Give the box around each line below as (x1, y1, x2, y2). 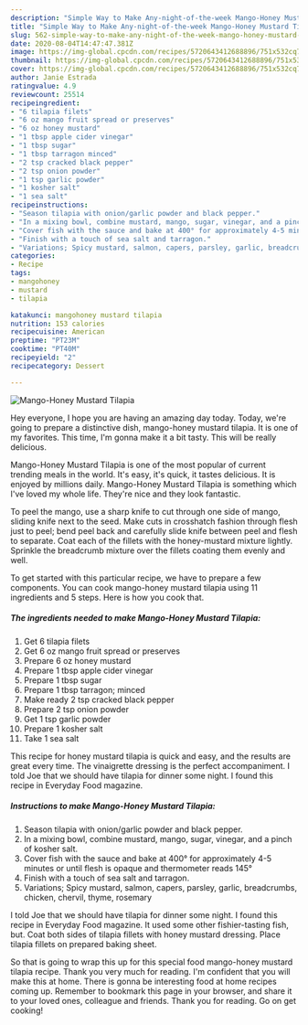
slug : (10, 30, 31, 39)
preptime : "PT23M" (10, 336, 80, 346)
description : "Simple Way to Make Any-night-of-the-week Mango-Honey (10, 13, 281, 23)
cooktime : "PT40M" (10, 345, 80, 354)
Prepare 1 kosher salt (23, 723, 103, 734)
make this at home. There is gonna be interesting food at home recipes (10, 976, 277, 987)
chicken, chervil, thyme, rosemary (23, 892, 153, 902)
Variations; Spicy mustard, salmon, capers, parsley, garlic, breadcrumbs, (23, 881, 298, 892)
